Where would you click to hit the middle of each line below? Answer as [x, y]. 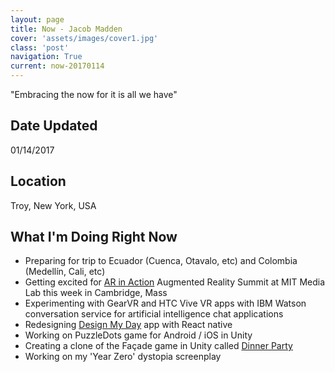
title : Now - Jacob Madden [66, 29]
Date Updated [54, 126]
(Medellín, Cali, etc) [65, 272]
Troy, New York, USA [53, 205]
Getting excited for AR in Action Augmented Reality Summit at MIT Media [175, 282]
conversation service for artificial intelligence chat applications [154, 314]
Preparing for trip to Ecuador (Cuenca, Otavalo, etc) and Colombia [161, 261]
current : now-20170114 [57, 66]
